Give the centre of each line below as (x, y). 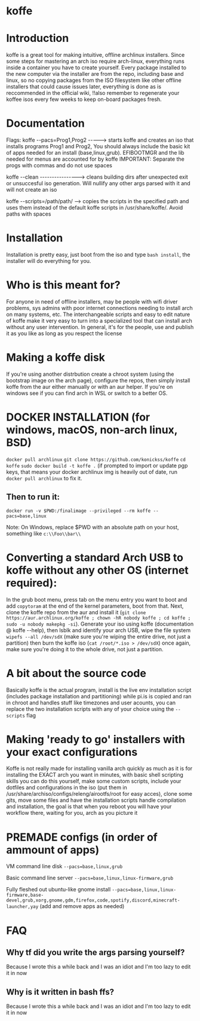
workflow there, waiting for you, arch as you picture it (72, 813)
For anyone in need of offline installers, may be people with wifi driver (92, 301)
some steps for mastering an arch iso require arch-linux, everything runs (96, 62)
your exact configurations (72, 752)
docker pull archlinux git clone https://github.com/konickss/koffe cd (96, 459)
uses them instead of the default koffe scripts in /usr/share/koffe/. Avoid (95, 208)
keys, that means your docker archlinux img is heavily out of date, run (92, 472)
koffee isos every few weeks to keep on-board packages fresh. (84, 99)
